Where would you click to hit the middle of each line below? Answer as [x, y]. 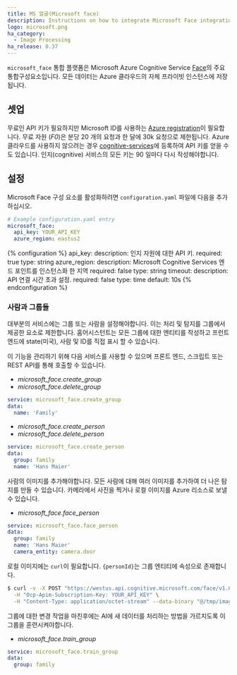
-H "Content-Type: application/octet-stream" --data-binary [104, 601]
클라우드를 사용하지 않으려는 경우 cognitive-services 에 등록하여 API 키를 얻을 [115, 145]
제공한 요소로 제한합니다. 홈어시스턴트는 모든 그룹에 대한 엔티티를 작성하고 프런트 [119, 333]
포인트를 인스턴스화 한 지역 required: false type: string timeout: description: [121, 271]
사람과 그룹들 [28, 308]
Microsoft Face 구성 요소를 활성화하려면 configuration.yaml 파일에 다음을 [111, 197]
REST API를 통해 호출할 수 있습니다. [57, 365]
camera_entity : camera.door [55, 552]
